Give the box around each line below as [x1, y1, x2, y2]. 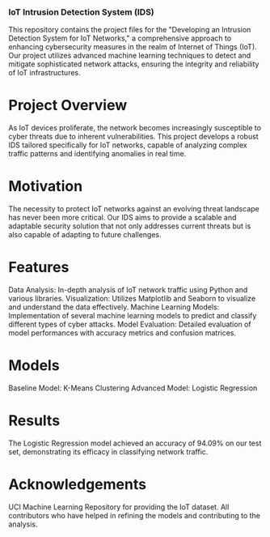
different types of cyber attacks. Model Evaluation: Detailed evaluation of [8, 319, 252, 330]
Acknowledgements [8, 475, 147, 494]
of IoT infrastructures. [8, 68, 81, 78]
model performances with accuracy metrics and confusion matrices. [8, 328, 237, 338]
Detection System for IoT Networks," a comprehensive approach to [8, 33, 232, 43]
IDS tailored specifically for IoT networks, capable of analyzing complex [8, 140, 248, 150]
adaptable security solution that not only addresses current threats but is [8, 221, 251, 231]
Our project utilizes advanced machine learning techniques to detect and [8, 51, 251, 61]
